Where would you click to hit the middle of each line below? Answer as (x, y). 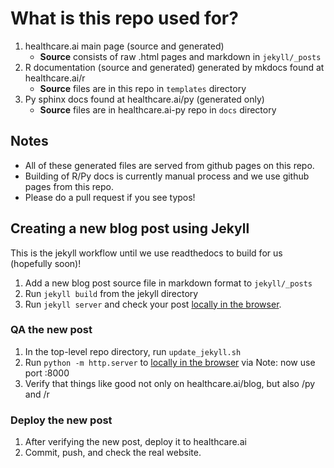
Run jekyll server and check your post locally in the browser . (153, 304)
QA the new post (51, 330)
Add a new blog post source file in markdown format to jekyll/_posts (168, 283)
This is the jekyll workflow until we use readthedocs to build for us (146, 253)
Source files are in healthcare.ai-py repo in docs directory (158, 109)
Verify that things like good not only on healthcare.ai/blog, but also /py (170, 383)
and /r (37, 394)
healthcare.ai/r (55, 78)
